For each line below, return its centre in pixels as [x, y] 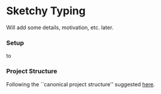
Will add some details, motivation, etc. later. [60, 27]
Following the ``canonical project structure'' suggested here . [81, 84]
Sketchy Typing [46, 11]
